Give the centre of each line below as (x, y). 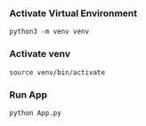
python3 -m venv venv (49, 32)
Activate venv (40, 54)
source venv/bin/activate (57, 72)
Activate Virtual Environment (73, 13)
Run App (28, 94)
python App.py (36, 113)
